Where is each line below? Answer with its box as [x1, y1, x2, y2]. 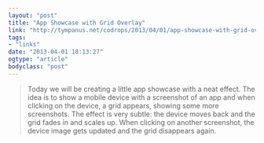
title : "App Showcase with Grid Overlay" [8, 19, 146, 27]
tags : [8, 33, 26, 42]
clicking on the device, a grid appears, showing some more [27, 101, 219, 110]
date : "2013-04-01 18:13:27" [8, 48, 104, 56]
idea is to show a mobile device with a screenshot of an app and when [27, 92, 255, 102]
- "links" [8, 41, 41, 49]
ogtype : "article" [8, 56, 68, 64]
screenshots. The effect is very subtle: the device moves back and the [27, 109, 255, 119]
